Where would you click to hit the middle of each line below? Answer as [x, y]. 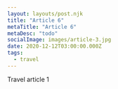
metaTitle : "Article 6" [42, 27]
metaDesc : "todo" [33, 33]
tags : [15, 53]
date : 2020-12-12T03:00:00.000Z [54, 46]
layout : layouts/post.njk [45, 14]
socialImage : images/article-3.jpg [59, 40]
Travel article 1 [28, 79]
